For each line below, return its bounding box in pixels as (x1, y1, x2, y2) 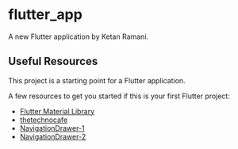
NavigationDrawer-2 (19, 132, 86, 141)
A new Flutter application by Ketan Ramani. (8, 32, 149, 41)
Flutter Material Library (19, 106, 95, 116)
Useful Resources (8, 55, 98, 68)
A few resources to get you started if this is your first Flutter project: (8, 91, 230, 101)
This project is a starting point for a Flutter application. (8, 75, 186, 85)
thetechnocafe (19, 115, 68, 124)
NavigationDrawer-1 (19, 123, 85, 132)
